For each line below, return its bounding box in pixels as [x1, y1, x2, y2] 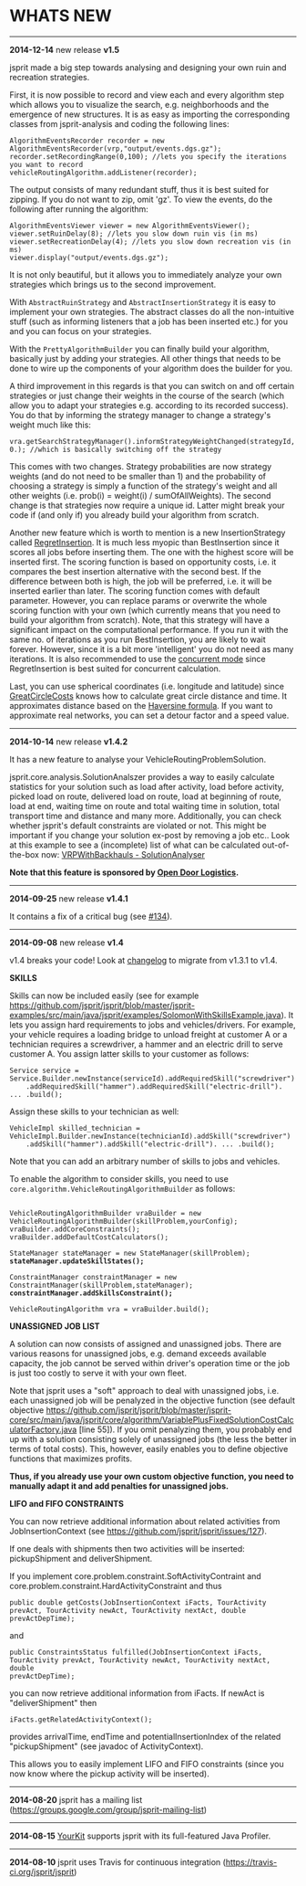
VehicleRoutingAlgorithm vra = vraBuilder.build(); [9, 1304, 209, 1313]
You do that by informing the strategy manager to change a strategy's [9, 409, 271, 420]
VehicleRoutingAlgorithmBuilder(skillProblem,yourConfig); [9, 1217, 239, 1226]
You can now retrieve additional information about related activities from [9, 1515, 280, 1526]
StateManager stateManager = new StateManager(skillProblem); [9, 1249, 250, 1258]
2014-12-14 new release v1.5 [9, 44, 120, 55]
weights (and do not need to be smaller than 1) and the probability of [9, 470, 267, 481]
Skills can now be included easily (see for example [9, 990, 199, 1001]
